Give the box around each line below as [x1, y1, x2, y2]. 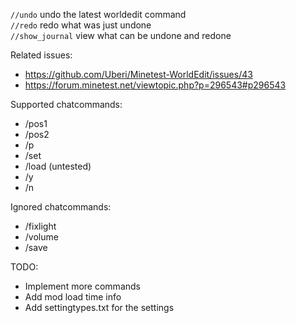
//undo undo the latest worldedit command [10, 9, 187, 20]
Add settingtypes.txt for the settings [24, 302, 175, 313]
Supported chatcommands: [10, 99, 123, 110]
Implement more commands [24, 280, 141, 292]
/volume [24, 231, 59, 243]
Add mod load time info [24, 291, 122, 303]
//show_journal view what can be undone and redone [10, 30, 232, 41]
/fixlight [24, 220, 57, 232]
